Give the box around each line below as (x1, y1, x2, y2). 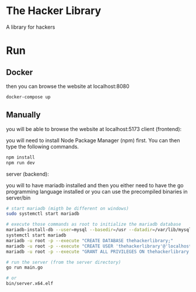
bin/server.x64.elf (6, 281, 54, 287)
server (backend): (6, 170, 50, 177)
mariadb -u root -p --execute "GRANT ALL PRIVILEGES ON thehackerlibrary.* (6, 249, 194, 255)
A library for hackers (6, 23, 55, 30)
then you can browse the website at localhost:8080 (6, 83, 129, 90)
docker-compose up (6, 94, 51, 100)
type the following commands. (6, 143, 79, 150)
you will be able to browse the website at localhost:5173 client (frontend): (6, 125, 182, 132)
